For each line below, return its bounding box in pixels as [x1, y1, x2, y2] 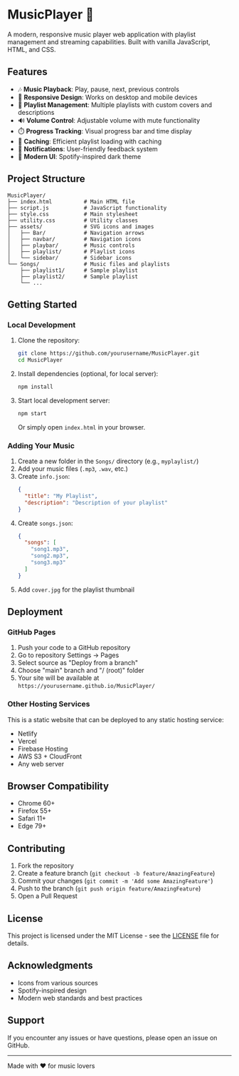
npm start [17, 410, 48, 417]
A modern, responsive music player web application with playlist [7, 30, 196, 39]
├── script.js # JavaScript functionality [7, 204, 167, 211]
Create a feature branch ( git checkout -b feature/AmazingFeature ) [17, 869, 216, 878]
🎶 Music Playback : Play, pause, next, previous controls [17, 85, 180, 93]
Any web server [17, 759, 65, 768]
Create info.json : [17, 472, 70, 481]
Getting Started [7, 298, 78, 310]
